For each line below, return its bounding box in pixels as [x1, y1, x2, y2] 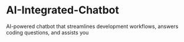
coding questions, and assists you [6, 29, 89, 36]
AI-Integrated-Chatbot [6, 3, 119, 17]
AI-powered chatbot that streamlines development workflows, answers [6, 23, 179, 30]
